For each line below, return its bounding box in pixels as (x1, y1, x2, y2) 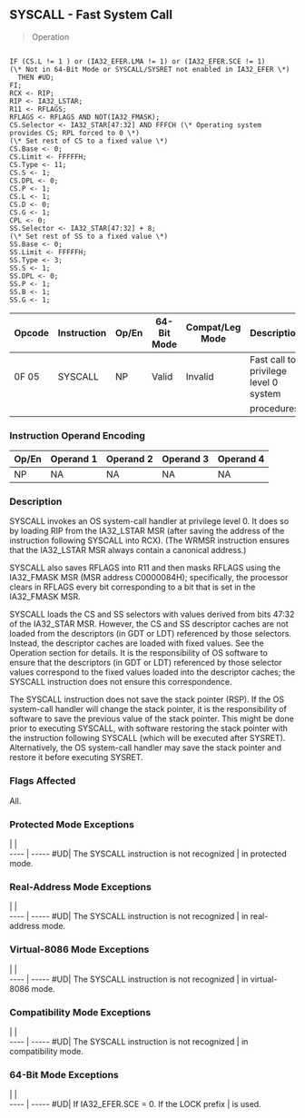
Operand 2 (105, 453, 153, 466)
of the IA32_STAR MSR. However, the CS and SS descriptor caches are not (9, 618, 289, 629)
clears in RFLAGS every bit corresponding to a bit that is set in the (9, 581, 256, 593)
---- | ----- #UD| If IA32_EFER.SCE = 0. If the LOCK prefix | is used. (9, 1099, 261, 1110)
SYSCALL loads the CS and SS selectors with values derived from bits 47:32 (9, 608, 295, 620)
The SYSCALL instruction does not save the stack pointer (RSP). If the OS (9, 694, 284, 705)
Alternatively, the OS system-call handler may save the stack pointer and (9, 742, 281, 753)
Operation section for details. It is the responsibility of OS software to (9, 648, 268, 658)
